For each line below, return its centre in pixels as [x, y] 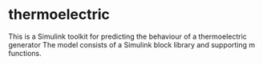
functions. [25, 53]
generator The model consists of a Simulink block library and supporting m [132, 44]
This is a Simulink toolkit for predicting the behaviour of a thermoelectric [127, 36]
